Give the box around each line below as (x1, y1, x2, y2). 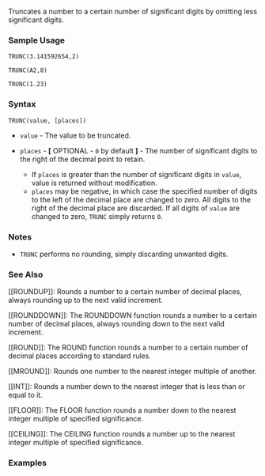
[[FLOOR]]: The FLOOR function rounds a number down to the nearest (8, 406, 237, 415)
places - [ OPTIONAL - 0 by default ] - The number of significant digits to (19, 145, 258, 155)
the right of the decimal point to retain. (19, 154, 146, 164)
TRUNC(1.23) (8, 81, 47, 89)
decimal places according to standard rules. (8, 351, 152, 361)
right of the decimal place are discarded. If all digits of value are (31, 203, 240, 213)
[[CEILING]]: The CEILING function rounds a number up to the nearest (8, 429, 236, 439)
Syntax (8, 99, 36, 110)
